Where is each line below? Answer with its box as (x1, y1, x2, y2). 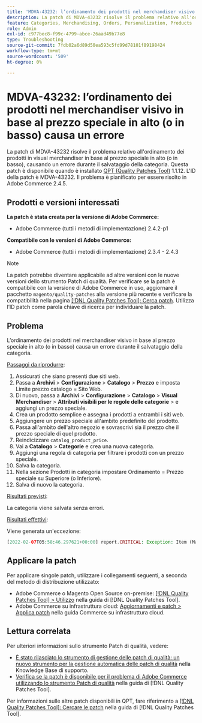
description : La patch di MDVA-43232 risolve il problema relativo (7, 14, 179, 20)
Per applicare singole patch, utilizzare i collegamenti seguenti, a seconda (7, 571, 188, 579)
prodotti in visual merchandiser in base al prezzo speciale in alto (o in (7, 154, 178, 162)
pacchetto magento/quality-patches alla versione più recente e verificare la (7, 290, 192, 298)
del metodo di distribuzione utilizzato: (7, 578, 100, 585)
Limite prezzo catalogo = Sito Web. (15, 385, 102, 393)
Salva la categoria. (15, 462, 62, 469)
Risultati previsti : (7, 493, 48, 500)
